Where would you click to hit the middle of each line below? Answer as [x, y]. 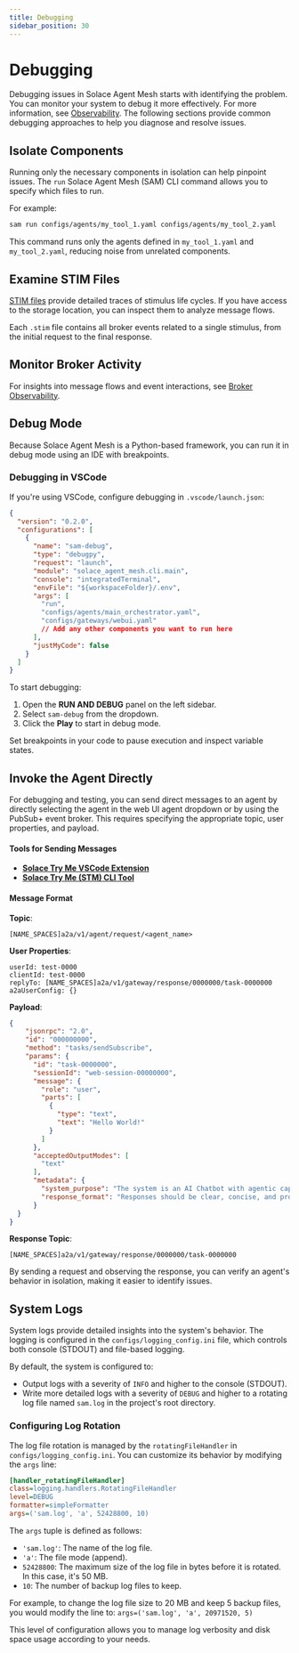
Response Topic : [41, 1239]
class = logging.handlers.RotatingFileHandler [93, 1489]
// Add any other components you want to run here [137, 629]
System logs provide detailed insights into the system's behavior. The [137, 1331]
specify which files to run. [57, 191]
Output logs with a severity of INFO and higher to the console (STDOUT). [154, 1384]
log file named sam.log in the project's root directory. [119, 1403]
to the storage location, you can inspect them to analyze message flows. [142, 310]
